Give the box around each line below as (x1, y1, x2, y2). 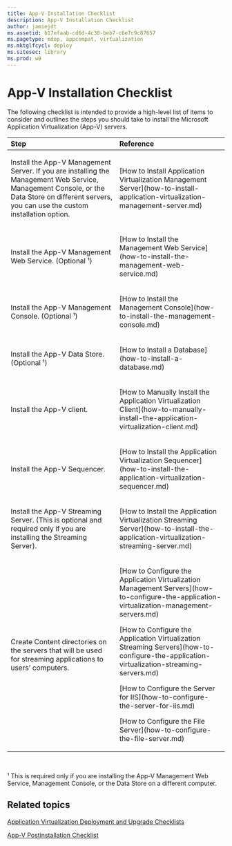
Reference (119, 139, 154, 149)
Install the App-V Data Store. (10, 349, 105, 359)
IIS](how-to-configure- (130, 692, 209, 702)
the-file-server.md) (119, 733, 185, 743)
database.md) (119, 362, 165, 372)
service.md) (119, 269, 159, 279)
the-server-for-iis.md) (119, 701, 195, 711)
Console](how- (164, 302, 215, 312)
